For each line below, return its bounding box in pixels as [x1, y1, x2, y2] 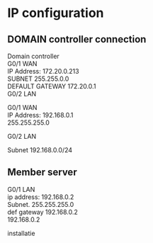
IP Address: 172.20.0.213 [7, 67, 79, 75]
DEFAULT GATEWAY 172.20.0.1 [7, 82, 96, 90]
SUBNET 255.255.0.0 [7, 74, 69, 83]
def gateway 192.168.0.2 [7, 208, 78, 216]
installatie [7, 229, 35, 237]
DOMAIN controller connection [7, 33, 147, 45]
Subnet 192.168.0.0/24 [7, 146, 73, 154]
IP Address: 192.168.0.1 [7, 111, 74, 119]
